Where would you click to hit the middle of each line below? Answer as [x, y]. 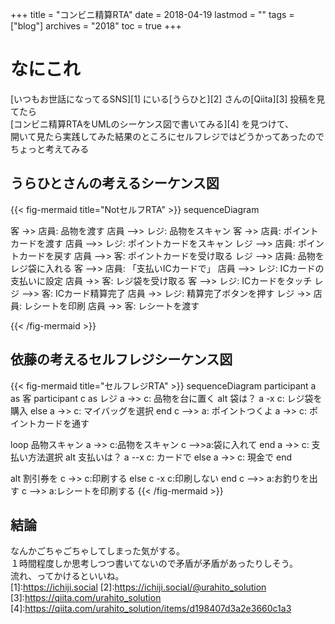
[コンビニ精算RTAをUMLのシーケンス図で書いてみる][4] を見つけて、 [152, 124]
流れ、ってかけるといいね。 [67, 576]
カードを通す [63, 423]
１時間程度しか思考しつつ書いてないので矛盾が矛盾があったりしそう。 [154, 564]
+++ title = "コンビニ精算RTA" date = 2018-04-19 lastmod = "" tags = [152, 14]
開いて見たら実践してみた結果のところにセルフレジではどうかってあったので [167, 136]
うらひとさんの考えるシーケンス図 [115, 183]
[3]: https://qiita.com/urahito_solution [86, 598]
